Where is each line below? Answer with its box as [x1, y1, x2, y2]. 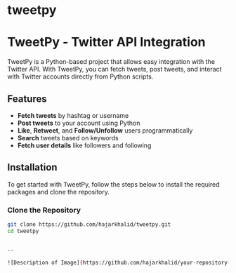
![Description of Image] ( [7, 259, 83, 266]
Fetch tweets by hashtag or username [17, 111, 129, 119]
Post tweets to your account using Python [17, 119, 140, 127]
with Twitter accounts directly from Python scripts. [7, 72, 154, 81]
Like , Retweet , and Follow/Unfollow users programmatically [17, 126, 193, 135]
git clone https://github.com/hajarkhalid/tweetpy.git [7, 221, 171, 228]
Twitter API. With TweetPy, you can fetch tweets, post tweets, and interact [7, 65, 222, 74]
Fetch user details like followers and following [17, 141, 152, 149]
